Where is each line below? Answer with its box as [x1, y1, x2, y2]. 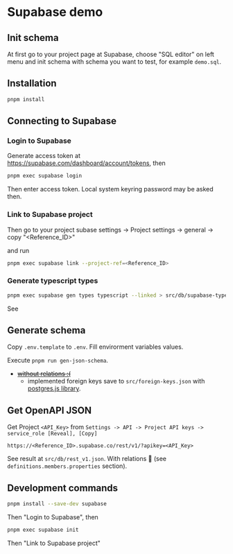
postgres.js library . [27, 384, 81, 392]
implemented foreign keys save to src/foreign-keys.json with [27, 377, 205, 386]
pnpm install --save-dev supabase [7, 501, 107, 508]
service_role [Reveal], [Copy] [7, 431, 98, 438]
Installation [7, 78, 57, 89]
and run [7, 246, 30, 254]
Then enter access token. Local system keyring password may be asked [7, 185, 214, 193]
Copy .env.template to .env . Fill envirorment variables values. [7, 343, 184, 351]
